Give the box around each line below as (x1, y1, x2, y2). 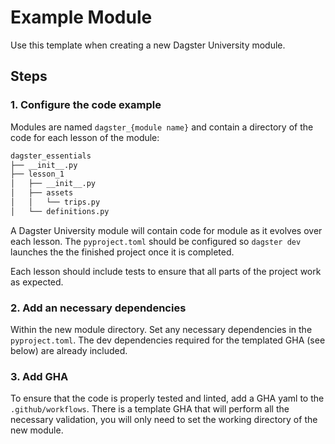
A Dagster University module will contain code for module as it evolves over (10, 224, 323, 236)
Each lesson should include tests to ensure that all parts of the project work (10, 265, 322, 277)
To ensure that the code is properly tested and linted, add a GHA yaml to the (10, 392, 325, 405)
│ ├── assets (10, 188, 74, 198)
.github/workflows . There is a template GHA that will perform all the (10, 403, 290, 415)
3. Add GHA (10, 369, 69, 383)
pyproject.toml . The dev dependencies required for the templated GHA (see (10, 334, 326, 346)
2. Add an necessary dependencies (10, 301, 187, 315)
